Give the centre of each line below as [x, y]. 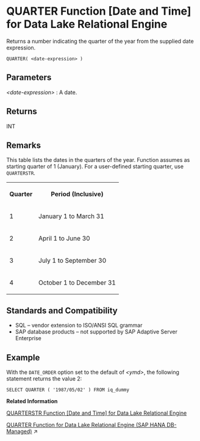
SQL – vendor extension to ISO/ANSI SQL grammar [79, 326]
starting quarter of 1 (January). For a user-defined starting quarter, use [95, 167]
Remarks [24, 145]
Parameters [29, 78]
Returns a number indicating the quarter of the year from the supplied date [100, 41]
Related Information [32, 401]
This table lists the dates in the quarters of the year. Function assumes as [98, 160]
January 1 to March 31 [72, 216]
